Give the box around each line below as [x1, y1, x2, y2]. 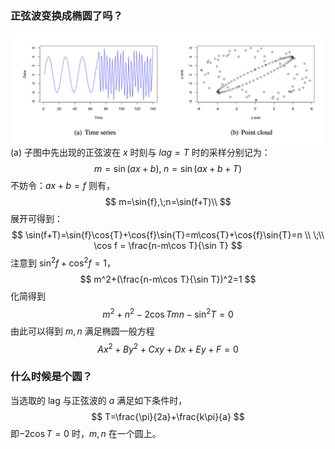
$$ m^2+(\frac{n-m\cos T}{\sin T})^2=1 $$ [79, 273, 257, 286]
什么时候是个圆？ [10, 370, 93, 384]
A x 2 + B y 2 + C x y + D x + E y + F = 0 [97, 341, 239, 355]
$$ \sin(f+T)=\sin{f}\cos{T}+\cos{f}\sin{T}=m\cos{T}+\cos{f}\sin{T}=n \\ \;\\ [11, 229, 325, 241]
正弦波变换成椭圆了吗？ [10, 8, 123, 22]
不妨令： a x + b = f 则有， [10, 180, 115, 192]
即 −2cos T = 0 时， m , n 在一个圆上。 [10, 427, 162, 439]
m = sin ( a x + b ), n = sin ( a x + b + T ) [93, 163, 243, 175]
